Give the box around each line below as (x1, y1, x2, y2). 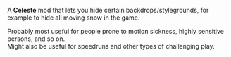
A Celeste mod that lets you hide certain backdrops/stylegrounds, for (7, 6, 209, 14)
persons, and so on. (7, 34, 65, 43)
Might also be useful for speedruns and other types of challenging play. (7, 42, 215, 50)
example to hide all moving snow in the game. (7, 13, 140, 22)
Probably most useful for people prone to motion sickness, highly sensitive (7, 27, 224, 35)
